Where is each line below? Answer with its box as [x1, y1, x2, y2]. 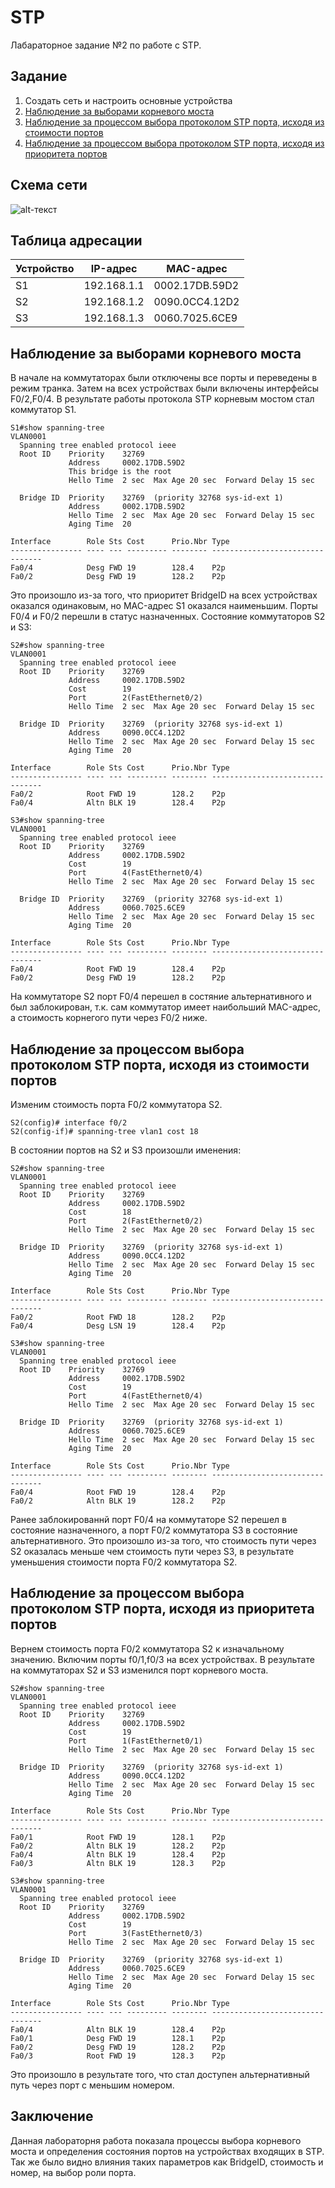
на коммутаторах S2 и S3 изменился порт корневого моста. [10, 1664, 269, 1676]
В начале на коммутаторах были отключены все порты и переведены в [10, 372, 318, 384]
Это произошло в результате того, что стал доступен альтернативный [10, 2068, 310, 2080]
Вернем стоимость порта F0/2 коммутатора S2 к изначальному [10, 1642, 285, 1655]
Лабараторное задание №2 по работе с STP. [10, 39, 202, 51]
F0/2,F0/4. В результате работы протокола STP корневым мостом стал [10, 393, 315, 405]
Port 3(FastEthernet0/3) [68, 1928, 203, 1938]
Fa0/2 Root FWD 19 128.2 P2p [10, 789, 226, 800]
